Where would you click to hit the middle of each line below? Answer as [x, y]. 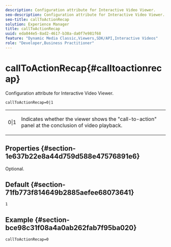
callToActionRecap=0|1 [29, 102]
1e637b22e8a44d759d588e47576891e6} [73, 156]
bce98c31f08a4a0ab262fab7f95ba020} [71, 227]
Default [17, 184]
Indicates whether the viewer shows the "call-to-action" [89, 119]
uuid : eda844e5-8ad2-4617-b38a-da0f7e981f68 [53, 34]
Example [19, 220]
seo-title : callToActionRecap [37, 19]
